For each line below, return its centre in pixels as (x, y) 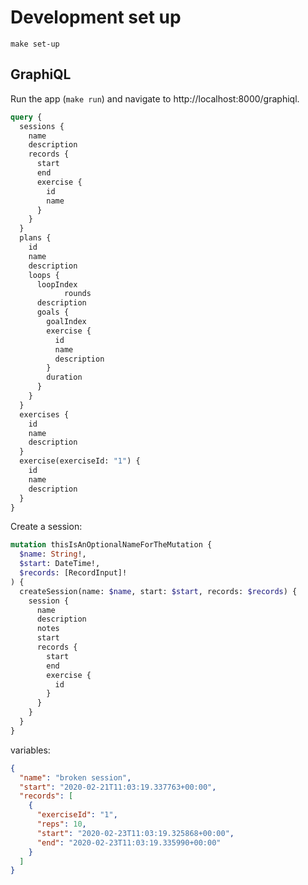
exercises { (44, 414)
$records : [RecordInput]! (73, 573)
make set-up (35, 44)
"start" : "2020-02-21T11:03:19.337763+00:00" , (118, 787)
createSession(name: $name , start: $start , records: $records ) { (158, 591)
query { (26, 117)
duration (64, 377)
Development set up (96, 17)
